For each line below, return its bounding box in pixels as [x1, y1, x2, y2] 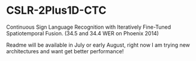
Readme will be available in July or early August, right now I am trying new [6, 41, 191, 48]
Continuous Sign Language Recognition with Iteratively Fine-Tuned [6, 23, 171, 30]
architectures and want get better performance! [6, 47, 124, 54]
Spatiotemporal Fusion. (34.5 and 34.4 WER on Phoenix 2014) [6, 29, 159, 36]
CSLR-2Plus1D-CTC [6, 4, 107, 17]
